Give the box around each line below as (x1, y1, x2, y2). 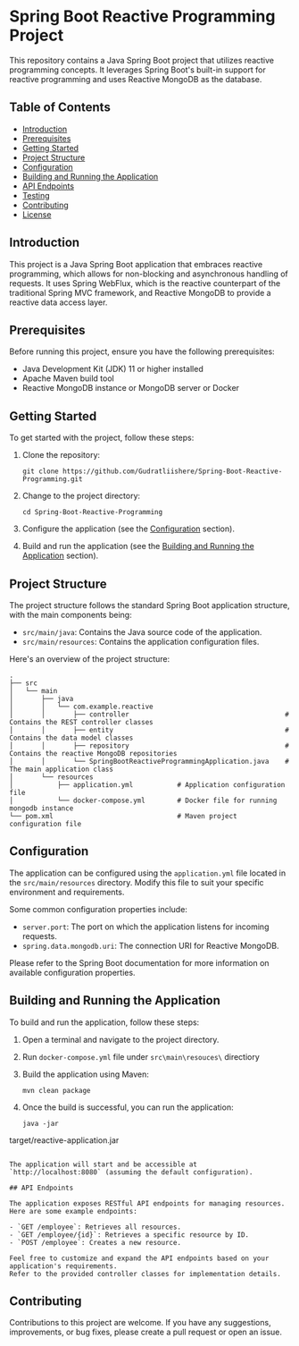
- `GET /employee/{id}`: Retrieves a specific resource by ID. (9, 1230, 250, 1240)
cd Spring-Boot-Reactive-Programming (21, 508, 163, 517)
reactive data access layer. (9, 297, 108, 308)
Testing (21, 190, 51, 200)
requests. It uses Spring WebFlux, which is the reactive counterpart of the (9, 277, 281, 288)
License (21, 208, 52, 220)
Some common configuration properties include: (9, 903, 187, 914)
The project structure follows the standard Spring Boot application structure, (9, 600, 290, 610)
